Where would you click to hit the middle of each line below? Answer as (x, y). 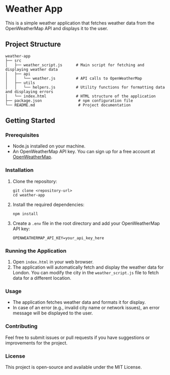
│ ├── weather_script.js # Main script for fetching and (75, 65)
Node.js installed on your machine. (49, 146)
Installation (20, 170)
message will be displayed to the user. (53, 313)
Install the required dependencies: (49, 205)
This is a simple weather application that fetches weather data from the (80, 23)
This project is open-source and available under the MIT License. (74, 367)
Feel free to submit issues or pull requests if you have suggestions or (78, 337)
